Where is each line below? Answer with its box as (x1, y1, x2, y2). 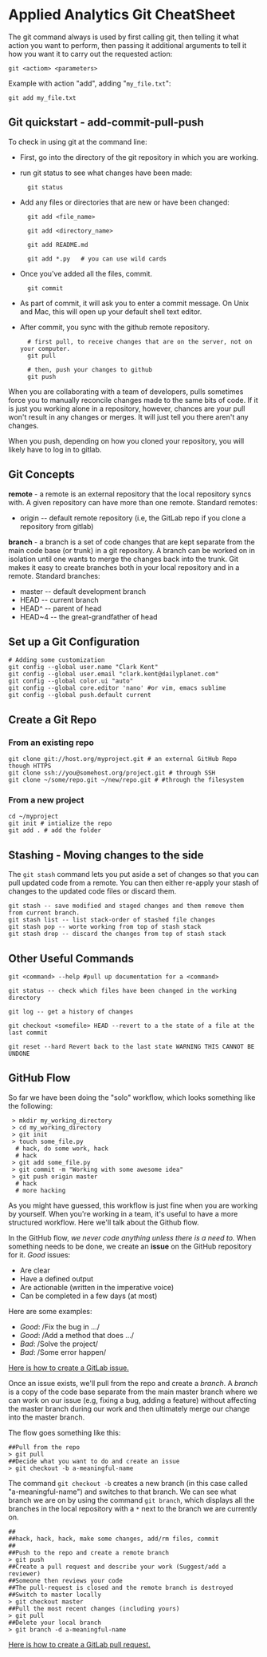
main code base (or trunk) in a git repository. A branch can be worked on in (8, 545, 255, 555)
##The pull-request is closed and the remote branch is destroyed (8, 1583, 234, 1591)
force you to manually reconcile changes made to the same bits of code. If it (8, 395, 259, 404)
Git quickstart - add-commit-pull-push (8, 116, 205, 129)
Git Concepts (8, 468, 76, 481)
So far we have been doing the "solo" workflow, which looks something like (8, 1093, 256, 1102)
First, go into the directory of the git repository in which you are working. (19, 152, 259, 161)
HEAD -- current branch (19, 595, 100, 604)
